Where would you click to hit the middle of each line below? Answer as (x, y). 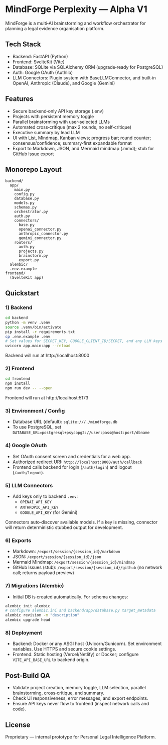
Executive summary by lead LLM (46, 132)
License (18, 725)
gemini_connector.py (40, 238)
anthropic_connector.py (43, 234)
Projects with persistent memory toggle (53, 116)
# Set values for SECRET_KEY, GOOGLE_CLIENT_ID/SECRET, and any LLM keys (84, 341)
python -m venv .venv (28, 323)
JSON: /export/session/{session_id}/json (57, 557)
